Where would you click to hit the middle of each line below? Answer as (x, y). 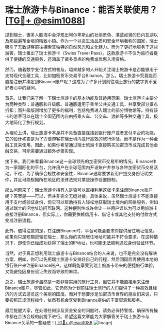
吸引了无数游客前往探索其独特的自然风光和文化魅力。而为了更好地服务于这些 (81, 47)
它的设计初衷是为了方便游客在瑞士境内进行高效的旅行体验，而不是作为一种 (79, 139)
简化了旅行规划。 (30, 122)
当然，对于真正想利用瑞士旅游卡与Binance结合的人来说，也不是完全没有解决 (81, 253)
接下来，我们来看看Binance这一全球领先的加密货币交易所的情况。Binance (79, 161)
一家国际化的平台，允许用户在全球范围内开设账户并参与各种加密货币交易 (81, 167)
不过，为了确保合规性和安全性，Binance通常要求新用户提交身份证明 (81, 173)
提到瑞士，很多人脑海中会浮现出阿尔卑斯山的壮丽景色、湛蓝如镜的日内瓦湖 (79, 35)
